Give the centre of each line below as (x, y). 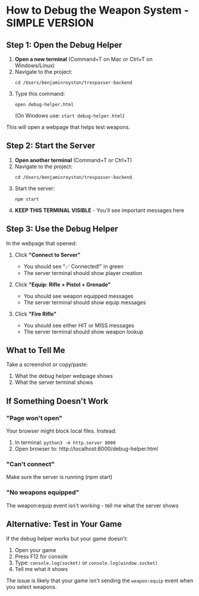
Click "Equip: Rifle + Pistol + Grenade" (63, 284)
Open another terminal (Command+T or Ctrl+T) (73, 160)
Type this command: (40, 94)
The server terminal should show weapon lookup (83, 332)
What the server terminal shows (54, 382)
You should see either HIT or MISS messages (79, 325)
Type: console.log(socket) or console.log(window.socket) (86, 563)
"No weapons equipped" (43, 493)
